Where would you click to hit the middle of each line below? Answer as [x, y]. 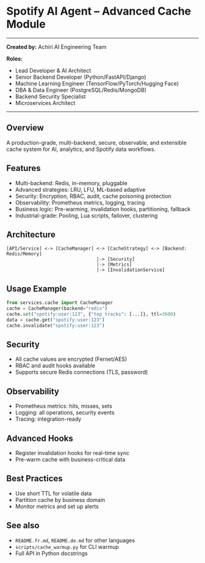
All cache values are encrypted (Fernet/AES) [71, 359]
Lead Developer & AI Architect [53, 70]
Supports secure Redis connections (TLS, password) [81, 372]
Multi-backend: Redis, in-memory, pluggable [71, 183]
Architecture [31, 234]
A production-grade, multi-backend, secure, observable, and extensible [97, 142]
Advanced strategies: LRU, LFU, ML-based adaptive [80, 189]
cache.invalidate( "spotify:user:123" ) [56, 325]
